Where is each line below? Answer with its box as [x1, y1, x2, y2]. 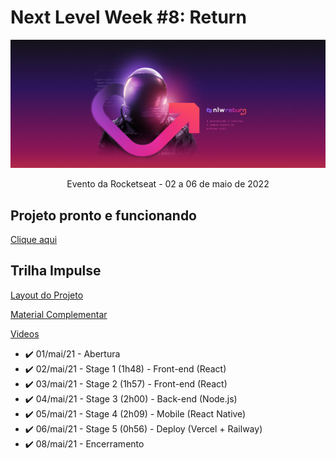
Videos [10, 327, 40, 340]
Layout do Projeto [10, 289, 84, 301]
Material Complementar [10, 308, 108, 320]
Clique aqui [10, 233, 58, 245]
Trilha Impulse [10, 262, 102, 280]
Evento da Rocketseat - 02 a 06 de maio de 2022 [66, 178, 270, 190]
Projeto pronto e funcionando [10, 207, 197, 224]
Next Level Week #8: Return [10, 6, 247, 29]
